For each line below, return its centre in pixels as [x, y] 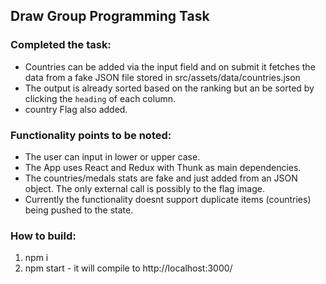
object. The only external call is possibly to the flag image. [144, 188]
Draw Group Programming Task [110, 16]
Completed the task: [61, 45]
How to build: [43, 236]
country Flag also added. [76, 109]
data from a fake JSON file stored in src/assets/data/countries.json [162, 77]
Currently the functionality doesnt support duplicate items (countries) [168, 199]
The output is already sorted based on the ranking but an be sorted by [169, 88]
